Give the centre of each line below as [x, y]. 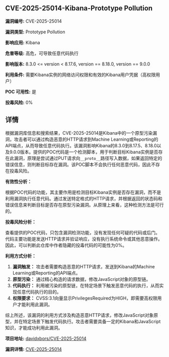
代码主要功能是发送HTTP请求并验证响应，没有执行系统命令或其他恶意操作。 [84, 239]
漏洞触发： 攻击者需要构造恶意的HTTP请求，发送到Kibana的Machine [83, 266]
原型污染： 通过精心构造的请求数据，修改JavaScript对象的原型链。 [81, 279]
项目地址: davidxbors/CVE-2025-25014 [46, 338]
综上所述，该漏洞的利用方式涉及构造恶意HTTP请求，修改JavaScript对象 [79, 315]
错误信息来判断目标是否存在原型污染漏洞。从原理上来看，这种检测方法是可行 [84, 205]
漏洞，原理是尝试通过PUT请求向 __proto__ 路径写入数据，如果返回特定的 [88, 158]
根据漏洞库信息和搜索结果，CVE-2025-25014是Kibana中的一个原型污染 [79, 133]
